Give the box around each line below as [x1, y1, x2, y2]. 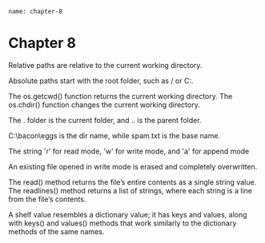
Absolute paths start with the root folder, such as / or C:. [8, 76, 194, 86]
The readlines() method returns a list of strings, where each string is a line [8, 185, 252, 195]
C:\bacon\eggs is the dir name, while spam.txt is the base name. [8, 130, 221, 140]
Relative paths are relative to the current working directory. [8, 60, 203, 70]
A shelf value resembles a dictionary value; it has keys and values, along [8, 209, 247, 219]
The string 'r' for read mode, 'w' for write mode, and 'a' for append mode [8, 146, 250, 156]
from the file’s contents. [8, 194, 86, 204]
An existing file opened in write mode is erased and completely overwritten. [8, 161, 258, 171]
